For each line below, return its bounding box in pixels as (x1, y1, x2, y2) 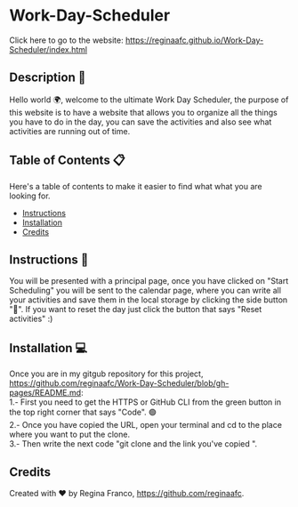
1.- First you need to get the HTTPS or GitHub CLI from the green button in (9, 397, 282, 407)
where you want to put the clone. (9, 429, 131, 440)
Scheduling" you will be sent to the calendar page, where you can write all (9, 286, 282, 296)
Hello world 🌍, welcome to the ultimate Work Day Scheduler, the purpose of (9, 94, 289, 105)
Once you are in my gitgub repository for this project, (9, 368, 204, 379)
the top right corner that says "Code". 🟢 (9, 406, 157, 418)
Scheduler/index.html (9, 44, 87, 54)
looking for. (9, 190, 51, 201)
